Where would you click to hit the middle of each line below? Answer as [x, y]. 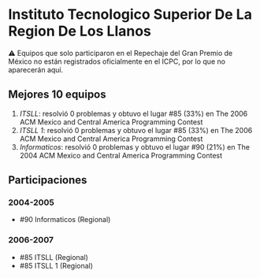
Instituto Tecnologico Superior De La [130, 15]
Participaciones [48, 180]
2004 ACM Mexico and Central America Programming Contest [121, 155]
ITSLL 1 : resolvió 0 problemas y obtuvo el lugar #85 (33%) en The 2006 [136, 130]
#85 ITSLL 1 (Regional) [56, 265]
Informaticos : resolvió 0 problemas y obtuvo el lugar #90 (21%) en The [135, 146]
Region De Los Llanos [80, 31]
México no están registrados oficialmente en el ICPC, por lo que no [117, 61]
